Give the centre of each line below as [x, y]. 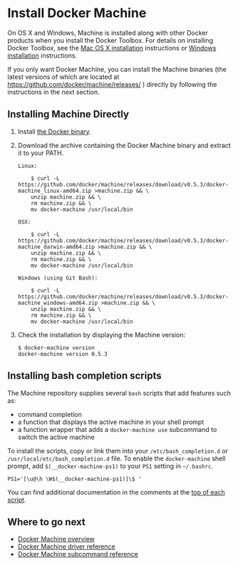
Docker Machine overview [56, 539]
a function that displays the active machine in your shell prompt [111, 422]
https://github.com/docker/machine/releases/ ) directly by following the [112, 84]
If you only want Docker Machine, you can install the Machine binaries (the [117, 69]
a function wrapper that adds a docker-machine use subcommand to [117, 429]
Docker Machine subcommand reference [78, 554]
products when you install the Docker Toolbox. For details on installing [110, 40]
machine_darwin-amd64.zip [56, 247]
